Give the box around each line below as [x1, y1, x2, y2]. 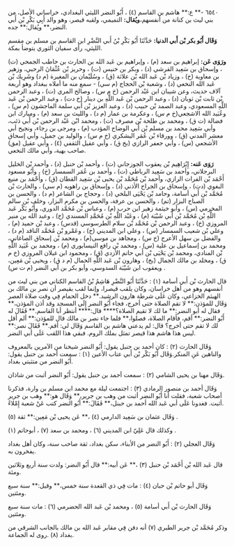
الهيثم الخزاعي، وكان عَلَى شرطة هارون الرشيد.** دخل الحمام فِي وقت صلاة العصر [8, 291, 221, 300]
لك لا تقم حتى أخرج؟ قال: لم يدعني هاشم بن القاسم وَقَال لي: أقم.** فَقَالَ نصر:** [8, 321, 219, 329]
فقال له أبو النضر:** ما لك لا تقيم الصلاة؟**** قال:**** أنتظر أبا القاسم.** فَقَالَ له [8, 307, 221, 314]
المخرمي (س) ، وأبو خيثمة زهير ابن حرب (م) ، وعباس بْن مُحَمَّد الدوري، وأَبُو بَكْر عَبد [8, 204, 222, 212]
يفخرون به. [8, 447, 37, 455]
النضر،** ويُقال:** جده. [8, 23, 68, 31]
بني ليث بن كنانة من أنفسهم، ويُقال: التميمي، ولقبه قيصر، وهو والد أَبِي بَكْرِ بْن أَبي [8, 15, 214, 24]
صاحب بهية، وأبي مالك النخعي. [8, 146, 86, 154]
